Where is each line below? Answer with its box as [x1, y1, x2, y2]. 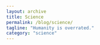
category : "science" [6, 30, 58, 36]
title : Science [6, 14, 44, 20]
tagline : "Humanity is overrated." [6, 25, 95, 31]
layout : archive [6, 8, 46, 15]
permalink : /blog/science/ [6, 19, 73, 25]
